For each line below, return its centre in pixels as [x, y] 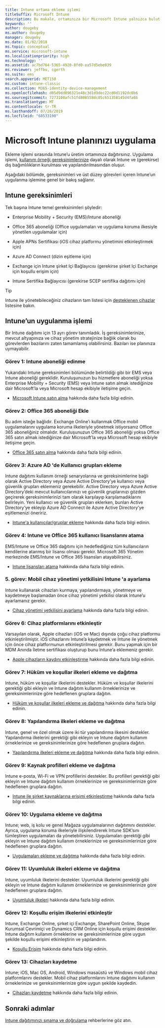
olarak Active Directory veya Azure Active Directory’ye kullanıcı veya [75, 481]
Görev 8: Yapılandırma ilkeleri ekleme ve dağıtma [65, 722]
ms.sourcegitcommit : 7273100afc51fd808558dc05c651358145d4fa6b [72, 97]
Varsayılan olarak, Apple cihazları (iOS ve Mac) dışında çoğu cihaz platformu [83, 634]
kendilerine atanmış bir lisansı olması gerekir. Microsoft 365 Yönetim [74, 551]
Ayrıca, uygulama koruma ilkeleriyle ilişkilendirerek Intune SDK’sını [72, 830]
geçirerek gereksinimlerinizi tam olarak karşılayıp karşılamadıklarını [73, 497]
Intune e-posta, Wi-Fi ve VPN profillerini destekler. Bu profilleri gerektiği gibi [82, 776]
